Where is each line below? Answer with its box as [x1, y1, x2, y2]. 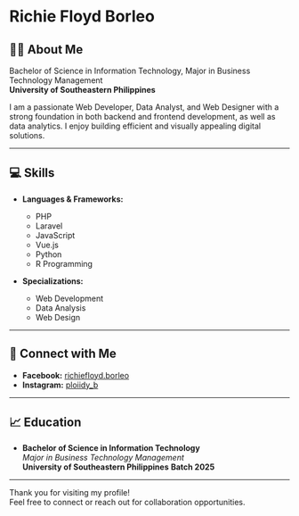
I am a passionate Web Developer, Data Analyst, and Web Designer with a [9, 102, 279, 112]
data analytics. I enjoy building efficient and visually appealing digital [9, 121, 261, 131]
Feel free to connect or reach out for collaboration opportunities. [9, 497, 246, 508]
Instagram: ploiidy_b [21, 379, 99, 390]
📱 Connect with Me [9, 346, 117, 362]
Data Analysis [35, 302, 86, 313]
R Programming [35, 258, 93, 269]
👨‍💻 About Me [9, 42, 84, 57]
